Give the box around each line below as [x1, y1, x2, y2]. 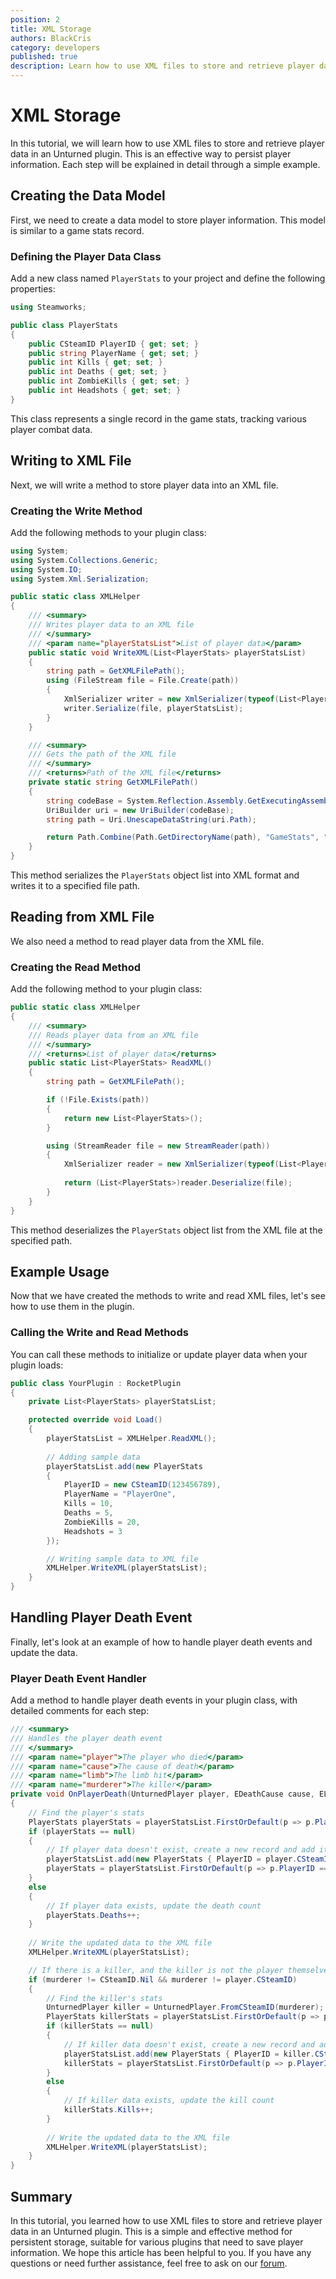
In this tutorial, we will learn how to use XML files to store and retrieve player [10, 137, 325, 149]
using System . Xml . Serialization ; [10, 574, 150, 584]
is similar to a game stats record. [10, 224, 145, 236]
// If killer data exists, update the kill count [63, 2096, 275, 2106]
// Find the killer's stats [46, 1993, 163, 2003]
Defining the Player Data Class [10, 249, 162, 263]
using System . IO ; [10, 564, 83, 575]
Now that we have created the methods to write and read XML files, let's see [10, 1290, 326, 1302]
